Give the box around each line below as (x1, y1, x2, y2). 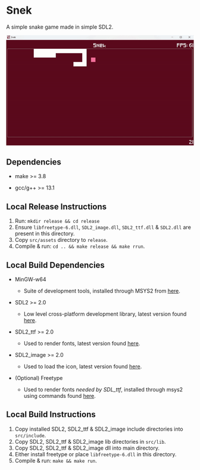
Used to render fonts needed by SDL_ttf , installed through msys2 (23, 386, 183, 393)
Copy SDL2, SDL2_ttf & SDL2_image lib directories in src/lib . (14, 438, 166, 445)
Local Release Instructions (6, 201, 107, 211)
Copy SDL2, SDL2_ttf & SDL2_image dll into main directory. (14, 444, 160, 452)
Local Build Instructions (6, 409, 96, 420)
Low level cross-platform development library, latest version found (23, 310, 187, 318)
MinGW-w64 (14, 276, 46, 283)
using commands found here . (23, 393, 96, 400)
